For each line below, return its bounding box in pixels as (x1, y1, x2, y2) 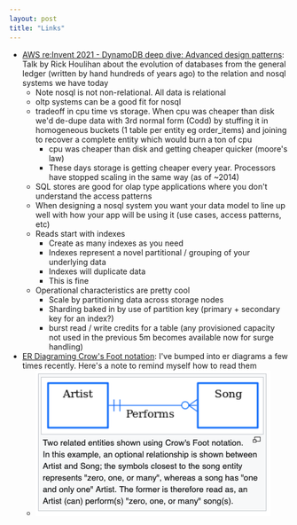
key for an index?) (48, 313, 114, 324)
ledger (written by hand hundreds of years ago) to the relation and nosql (21, 67, 286, 79)
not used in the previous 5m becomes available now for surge (48, 332, 275, 342)
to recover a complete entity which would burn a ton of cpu (35, 134, 253, 145)
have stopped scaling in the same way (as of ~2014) (48, 171, 239, 182)
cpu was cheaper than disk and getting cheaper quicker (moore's (48, 143, 288, 154)
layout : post (9, 14, 58, 23)
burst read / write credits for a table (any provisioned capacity (48, 322, 276, 333)
